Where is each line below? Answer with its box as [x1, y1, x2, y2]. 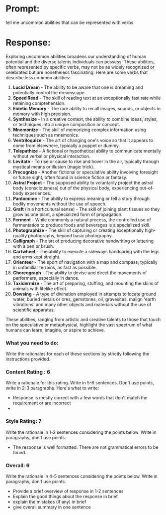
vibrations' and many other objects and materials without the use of [12, 301, 152, 307]
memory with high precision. [12, 111, 72, 117]
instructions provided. [5, 356, 51, 362]
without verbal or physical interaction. [12, 153, 91, 159]
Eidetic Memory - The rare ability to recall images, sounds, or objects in [12, 105, 161, 111]
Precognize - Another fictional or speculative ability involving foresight [12, 169, 158, 175]
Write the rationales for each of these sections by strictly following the [5, 351, 150, 357]
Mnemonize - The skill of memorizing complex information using [12, 127, 146, 133]
